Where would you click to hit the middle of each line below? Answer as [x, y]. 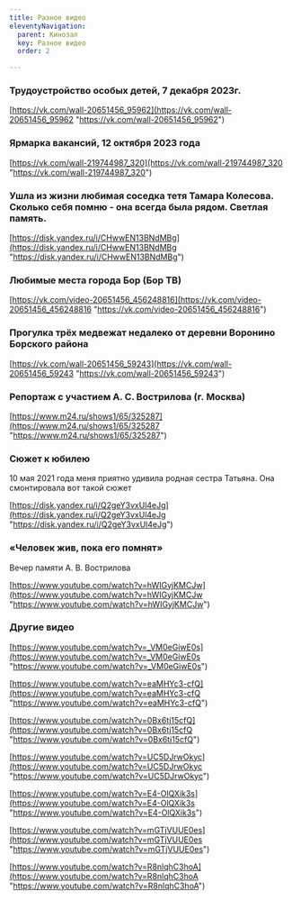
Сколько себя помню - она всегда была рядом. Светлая [139, 206]
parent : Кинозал [48, 34]
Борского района [49, 344]
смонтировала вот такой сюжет [71, 488]
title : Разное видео [48, 18]
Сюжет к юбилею [50, 459]
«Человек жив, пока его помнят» [86, 548]
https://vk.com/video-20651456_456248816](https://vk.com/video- [137, 300]
